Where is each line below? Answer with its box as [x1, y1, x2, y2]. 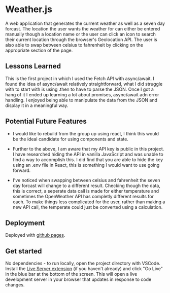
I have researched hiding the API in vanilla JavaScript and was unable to [12, 151, 163, 157]
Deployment [5, 218, 45, 227]
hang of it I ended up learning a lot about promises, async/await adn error [5, 91, 159, 97]
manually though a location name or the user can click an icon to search [5, 31, 156, 37]
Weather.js [5, 4, 52, 15]
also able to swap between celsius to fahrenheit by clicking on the [5, 42, 144, 48]
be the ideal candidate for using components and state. [12, 136, 128, 142]
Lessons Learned [5, 62, 61, 70]
